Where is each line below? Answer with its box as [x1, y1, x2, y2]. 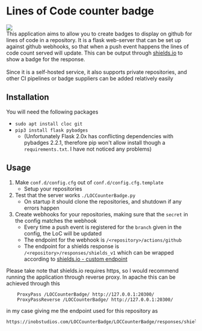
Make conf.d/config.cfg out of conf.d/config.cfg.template [14, 178, 164, 186]
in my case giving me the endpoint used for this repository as [6, 307, 158, 314]
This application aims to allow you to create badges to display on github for [6, 30, 192, 37]
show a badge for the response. [6, 55, 85, 62]
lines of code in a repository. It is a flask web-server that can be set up [6, 36, 182, 43]
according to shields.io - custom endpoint [23, 255, 128, 263]
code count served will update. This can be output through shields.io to [6, 49, 183, 56]
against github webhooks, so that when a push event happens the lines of [6, 43, 189, 50]
